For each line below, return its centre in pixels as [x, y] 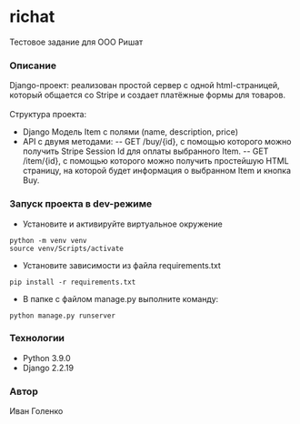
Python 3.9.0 [46, 358]
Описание [33, 66]
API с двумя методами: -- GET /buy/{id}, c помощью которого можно [157, 142]
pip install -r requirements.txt [73, 282]
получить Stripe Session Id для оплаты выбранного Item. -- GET [145, 151]
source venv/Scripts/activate [67, 248]
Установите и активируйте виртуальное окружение [122, 224]
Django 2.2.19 [48, 368]
